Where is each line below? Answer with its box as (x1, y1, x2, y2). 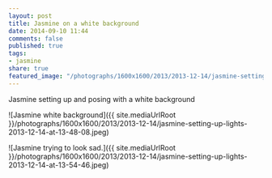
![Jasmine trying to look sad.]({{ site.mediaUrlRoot (8, 142, 176, 152)
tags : (8, 49, 27, 57)
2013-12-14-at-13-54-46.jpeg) (8, 159, 109, 170)
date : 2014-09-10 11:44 (8, 27, 89, 35)
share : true (8, 65, 49, 73)
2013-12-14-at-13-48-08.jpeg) (8, 127, 109, 137)
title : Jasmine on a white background (8, 19, 139, 28)
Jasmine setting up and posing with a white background (8, 94, 196, 104)
